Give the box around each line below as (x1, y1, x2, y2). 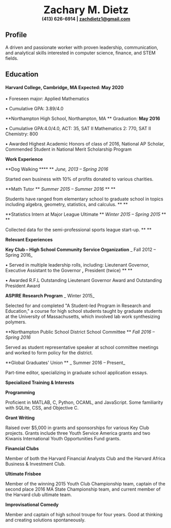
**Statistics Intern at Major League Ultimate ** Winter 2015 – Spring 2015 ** (5, 211, 166, 217)
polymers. (5, 319, 27, 325)
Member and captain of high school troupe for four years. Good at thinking (5, 512, 163, 518)
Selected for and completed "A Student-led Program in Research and (5, 302, 151, 309)
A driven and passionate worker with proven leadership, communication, (5, 44, 159, 50)
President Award (5, 283, 40, 289)
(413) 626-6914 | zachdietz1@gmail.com (41, 16, 131, 22)
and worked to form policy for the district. (5, 350, 93, 356)
